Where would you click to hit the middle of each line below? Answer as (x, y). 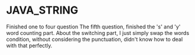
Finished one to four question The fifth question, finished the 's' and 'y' (93, 27)
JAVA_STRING (42, 10)
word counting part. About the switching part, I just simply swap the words (98, 33)
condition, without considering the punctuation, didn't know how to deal (95, 39)
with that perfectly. (29, 46)
